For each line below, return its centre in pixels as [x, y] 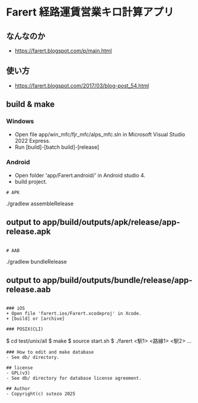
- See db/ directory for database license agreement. [74, 379]
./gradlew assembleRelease [40, 204]
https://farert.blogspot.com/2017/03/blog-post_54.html [82, 85]
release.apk [29, 232]
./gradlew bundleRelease [36, 261]
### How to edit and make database [50, 352]
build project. [31, 182]
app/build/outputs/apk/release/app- [111, 222]
